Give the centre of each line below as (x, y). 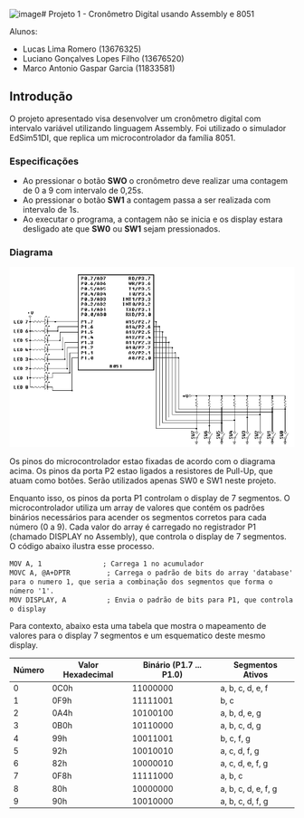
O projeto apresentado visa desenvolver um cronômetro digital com (135, 119)
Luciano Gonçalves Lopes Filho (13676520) (103, 58)
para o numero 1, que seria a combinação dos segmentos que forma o (141, 582)
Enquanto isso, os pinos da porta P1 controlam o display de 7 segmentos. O (150, 498)
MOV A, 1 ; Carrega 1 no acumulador (107, 564)
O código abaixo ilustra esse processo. (82, 546)
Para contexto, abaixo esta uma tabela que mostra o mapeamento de (138, 625)
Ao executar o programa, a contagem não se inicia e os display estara (152, 219)
